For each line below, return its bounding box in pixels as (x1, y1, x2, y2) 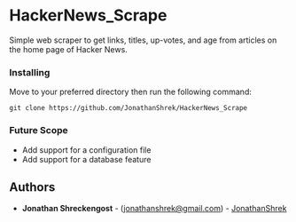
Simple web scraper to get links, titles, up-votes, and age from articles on (9, 35, 277, 45)
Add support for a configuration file (21, 144, 152, 155)
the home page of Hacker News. (9, 44, 129, 54)
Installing (9, 66, 51, 78)
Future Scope (9, 124, 68, 137)
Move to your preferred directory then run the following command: (9, 86, 253, 98)
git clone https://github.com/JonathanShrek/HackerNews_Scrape (9, 104, 248, 113)
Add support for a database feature (21, 154, 152, 164)
